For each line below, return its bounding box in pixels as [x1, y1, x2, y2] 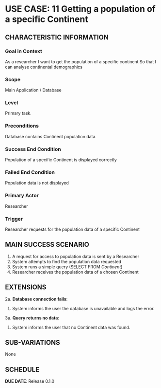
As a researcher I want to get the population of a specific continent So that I [5, 58, 157, 64]
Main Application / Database [5, 87, 62, 93]
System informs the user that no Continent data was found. [12, 324, 130, 330]
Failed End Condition [5, 169, 55, 176]
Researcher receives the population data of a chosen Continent [12, 269, 139, 275]
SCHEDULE [5, 365, 40, 373]
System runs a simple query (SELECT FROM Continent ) [12, 264, 123, 270]
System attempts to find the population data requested [12, 259, 121, 264]
